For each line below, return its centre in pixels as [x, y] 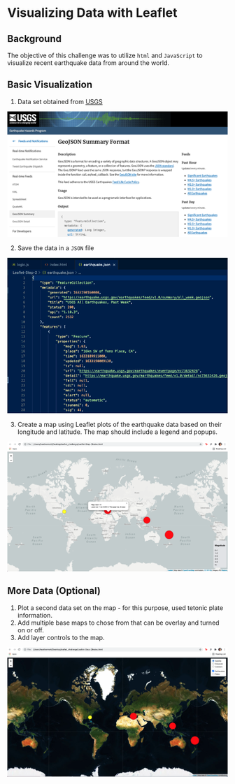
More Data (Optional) [54, 591]
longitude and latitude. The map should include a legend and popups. [117, 432]
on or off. [30, 630]
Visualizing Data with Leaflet [92, 13]
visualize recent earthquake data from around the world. [88, 63]
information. [35, 615]
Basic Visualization [50, 85]
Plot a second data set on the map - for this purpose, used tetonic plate [120, 608]
